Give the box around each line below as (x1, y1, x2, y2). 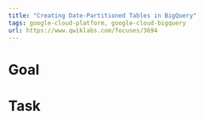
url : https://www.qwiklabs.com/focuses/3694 (8, 26, 158, 34)
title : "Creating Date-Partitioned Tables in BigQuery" (8, 11, 197, 20)
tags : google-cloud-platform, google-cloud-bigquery (8, 19, 187, 27)
